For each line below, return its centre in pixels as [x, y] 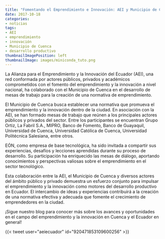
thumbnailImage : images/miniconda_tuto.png [50, 60]
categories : [17, 19]
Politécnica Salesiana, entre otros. [40, 136]
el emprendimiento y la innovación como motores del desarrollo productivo [81, 187]
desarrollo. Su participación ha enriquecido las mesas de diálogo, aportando [82, 156]
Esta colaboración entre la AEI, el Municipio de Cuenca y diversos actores [80, 176]
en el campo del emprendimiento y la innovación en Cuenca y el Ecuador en [82, 217]
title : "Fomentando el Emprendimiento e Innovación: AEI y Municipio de [81, 10]
